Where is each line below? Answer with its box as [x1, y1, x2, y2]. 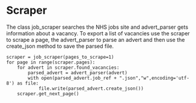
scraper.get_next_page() [17, 90, 79, 96]
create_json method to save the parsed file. [6, 43, 114, 50]
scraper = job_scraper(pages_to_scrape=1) [6, 54, 114, 60]
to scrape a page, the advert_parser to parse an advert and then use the [6, 36, 185, 43]
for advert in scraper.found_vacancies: [17, 64, 120, 71]
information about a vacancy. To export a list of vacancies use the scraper [6, 29, 191, 37]
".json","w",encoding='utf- [119, 75, 189, 81]
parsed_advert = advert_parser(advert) [28, 69, 128, 75]
